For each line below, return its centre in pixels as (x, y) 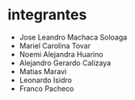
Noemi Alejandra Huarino (61, 54)
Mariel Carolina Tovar (55, 45)
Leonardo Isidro (45, 80)
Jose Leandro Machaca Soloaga (73, 37)
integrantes (47, 15)
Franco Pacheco (46, 88)
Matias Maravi (43, 71)
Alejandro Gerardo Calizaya (65, 63)
